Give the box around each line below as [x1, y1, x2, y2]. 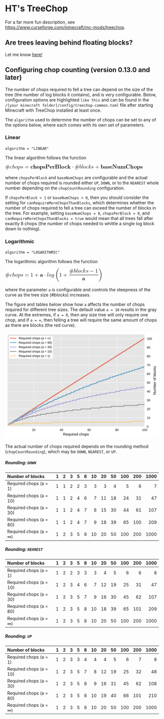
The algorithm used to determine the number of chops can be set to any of [5, 117, 156, 122]
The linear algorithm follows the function [5, 155, 87, 161]
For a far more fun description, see [5, 19, 75, 25]
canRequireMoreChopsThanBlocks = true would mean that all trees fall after [5, 215, 154, 221]
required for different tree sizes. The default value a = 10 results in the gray [5, 307, 157, 312]
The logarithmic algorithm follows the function [5, 259, 98, 264]
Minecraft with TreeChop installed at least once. [5, 107, 102, 113]
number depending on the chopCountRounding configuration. [5, 185, 125, 191]
